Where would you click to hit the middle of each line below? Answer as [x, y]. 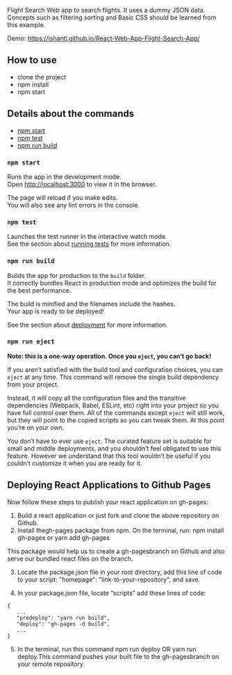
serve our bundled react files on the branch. [70, 558]
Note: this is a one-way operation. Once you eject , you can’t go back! [109, 356]
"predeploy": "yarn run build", [63, 618]
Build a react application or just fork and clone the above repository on [118, 515]
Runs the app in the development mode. [64, 176]
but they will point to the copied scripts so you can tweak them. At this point [116, 420]
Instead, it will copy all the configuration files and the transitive [97, 398]
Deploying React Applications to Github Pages [109, 485]
